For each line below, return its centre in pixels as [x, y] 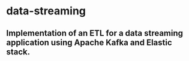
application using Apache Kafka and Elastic [89, 42]
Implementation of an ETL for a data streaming [95, 33]
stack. [18, 52]
